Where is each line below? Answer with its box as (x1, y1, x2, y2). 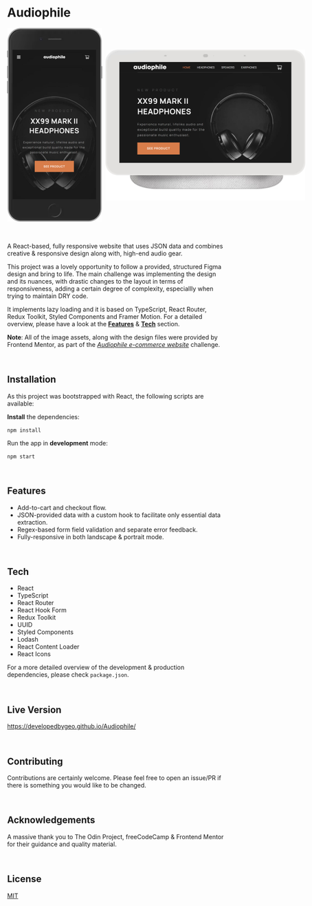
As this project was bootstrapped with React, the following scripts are (7, 392, 204, 400)
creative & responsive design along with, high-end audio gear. (7, 249, 183, 257)
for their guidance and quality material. (7, 840, 117, 848)
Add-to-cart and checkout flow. (16, 503, 107, 512)
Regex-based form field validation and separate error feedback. (16, 525, 198, 534)
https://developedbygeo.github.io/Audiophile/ (7, 722, 136, 730)
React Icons (16, 650, 52, 658)
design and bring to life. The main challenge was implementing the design (7, 270, 216, 278)
